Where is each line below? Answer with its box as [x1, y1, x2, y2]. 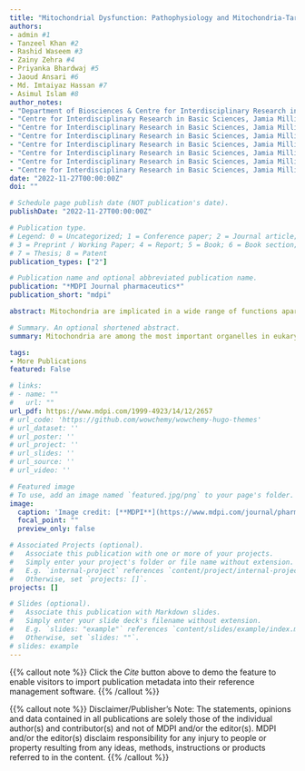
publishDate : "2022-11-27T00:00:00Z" [9, 207, 152, 216]
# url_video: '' [9, 466, 71, 475]
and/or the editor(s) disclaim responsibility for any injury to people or [9, 732, 267, 743]
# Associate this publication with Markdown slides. [9, 608, 221, 618]
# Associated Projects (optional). [9, 541, 144, 550]
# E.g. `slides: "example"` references [9, 625, 169, 634]
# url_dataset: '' [9, 423, 79, 432]
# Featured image [9, 482, 75, 491]
